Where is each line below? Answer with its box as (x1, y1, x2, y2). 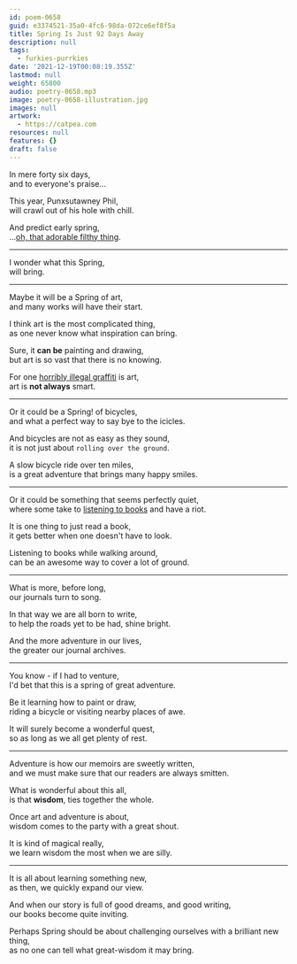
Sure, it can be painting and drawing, (9, 344, 144, 355)
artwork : (9, 112, 42, 120)
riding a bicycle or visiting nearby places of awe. (9, 706, 186, 717)
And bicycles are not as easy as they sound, (9, 433, 171, 443)
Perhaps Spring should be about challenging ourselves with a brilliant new (9, 926, 279, 937)
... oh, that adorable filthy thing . (9, 231, 121, 242)
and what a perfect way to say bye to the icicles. (9, 415, 186, 426)
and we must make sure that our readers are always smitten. (9, 767, 230, 778)
